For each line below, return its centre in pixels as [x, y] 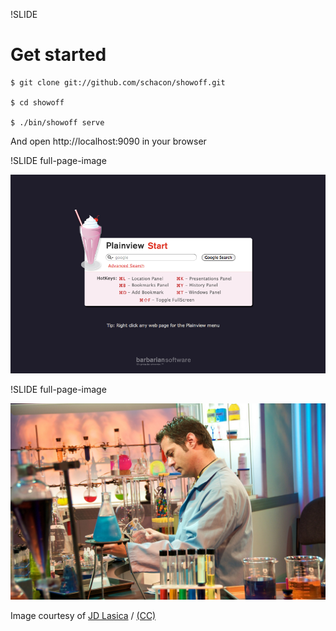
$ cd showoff [37, 102]
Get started [58, 55]
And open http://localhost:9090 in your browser [108, 141]
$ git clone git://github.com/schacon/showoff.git [118, 82]
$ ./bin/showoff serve [57, 122]
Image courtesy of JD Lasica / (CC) [83, 615]
